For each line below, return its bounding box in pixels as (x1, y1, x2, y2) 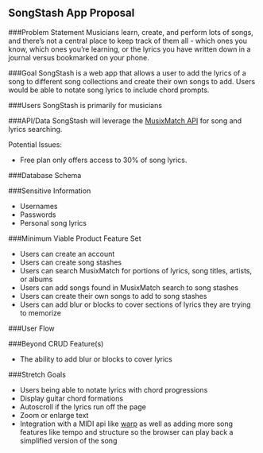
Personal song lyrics (19, 218, 87, 227)
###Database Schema (8, 170, 82, 180)
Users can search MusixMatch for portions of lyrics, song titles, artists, (19, 265, 253, 275)
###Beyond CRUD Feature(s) (8, 339, 104, 348)
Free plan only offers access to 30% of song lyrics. (19, 155, 188, 165)
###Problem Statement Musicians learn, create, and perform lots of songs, (8, 27, 254, 37)
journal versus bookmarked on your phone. (8, 52, 149, 62)
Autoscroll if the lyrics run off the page (19, 401, 147, 412)
